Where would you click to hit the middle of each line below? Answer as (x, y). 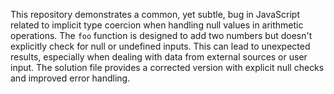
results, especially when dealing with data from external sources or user (159, 57)
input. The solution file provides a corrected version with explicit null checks (167, 67)
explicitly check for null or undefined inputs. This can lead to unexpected (160, 46)
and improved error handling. (70, 78)
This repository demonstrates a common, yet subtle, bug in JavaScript (155, 14)
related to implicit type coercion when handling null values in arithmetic (157, 25)
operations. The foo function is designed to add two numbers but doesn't (161, 35)
